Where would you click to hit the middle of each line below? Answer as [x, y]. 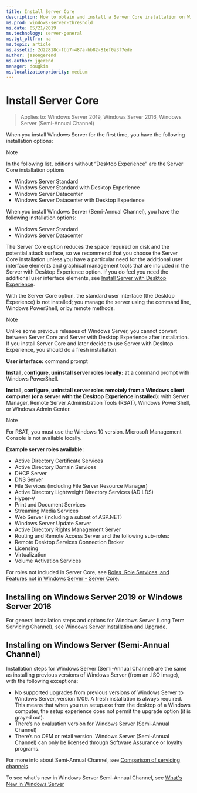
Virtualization [30, 555]
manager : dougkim [27, 66]
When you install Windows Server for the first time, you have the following [96, 135]
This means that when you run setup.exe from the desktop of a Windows [102, 705]
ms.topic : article [28, 45]
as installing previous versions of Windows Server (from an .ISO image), [93, 675]
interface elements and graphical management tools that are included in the [98, 266]
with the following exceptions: [42, 681]
